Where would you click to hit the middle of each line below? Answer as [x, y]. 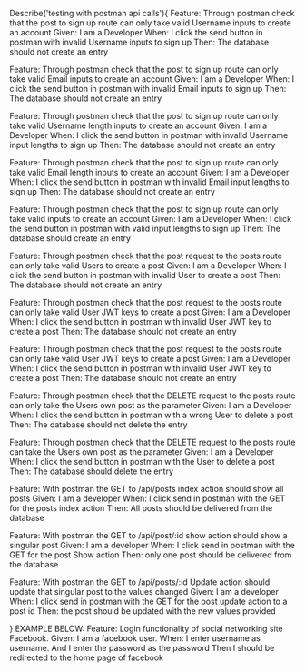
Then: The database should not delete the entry [98, 425]
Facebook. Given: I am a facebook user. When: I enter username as [135, 638]
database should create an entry [70, 238]
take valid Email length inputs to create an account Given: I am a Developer [149, 172]
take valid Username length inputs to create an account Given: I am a [138, 125]
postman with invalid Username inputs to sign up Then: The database [139, 42]
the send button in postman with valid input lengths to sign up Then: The [145, 228]
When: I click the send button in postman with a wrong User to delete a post [151, 415]
